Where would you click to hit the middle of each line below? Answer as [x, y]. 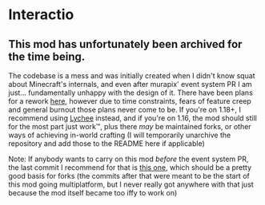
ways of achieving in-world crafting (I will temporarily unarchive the [120, 135]
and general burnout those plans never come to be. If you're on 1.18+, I [125, 110]
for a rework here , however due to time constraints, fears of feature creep [130, 101]
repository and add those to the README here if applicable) [107, 144]
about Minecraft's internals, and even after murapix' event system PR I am [130, 84]
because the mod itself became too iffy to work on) [93, 193]
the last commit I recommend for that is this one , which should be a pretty [130, 168]
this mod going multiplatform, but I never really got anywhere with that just [131, 184]
